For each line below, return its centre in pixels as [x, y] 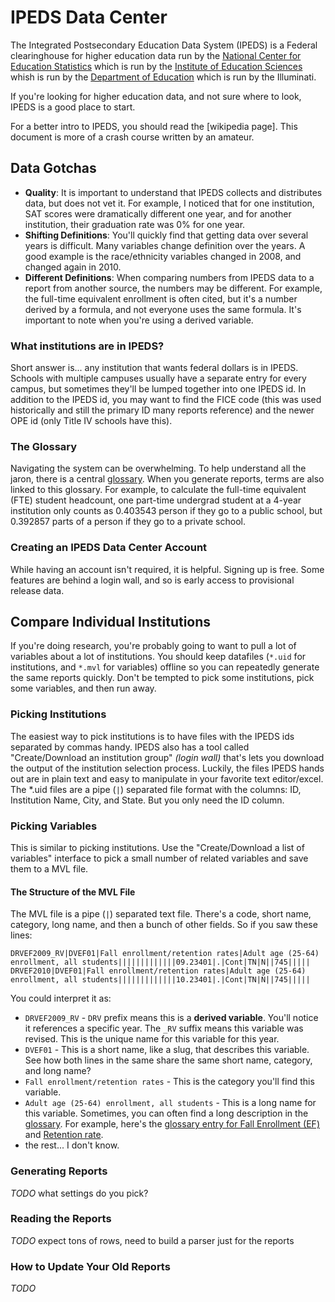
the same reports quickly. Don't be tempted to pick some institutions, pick [162, 678]
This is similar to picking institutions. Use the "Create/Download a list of [157, 848]
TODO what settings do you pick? [79, 1193]
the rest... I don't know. [72, 1145]
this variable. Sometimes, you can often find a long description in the [166, 1113]
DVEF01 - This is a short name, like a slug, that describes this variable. [167, 1050]
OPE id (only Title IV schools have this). [91, 421]
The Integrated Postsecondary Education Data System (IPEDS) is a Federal [164, 45]
